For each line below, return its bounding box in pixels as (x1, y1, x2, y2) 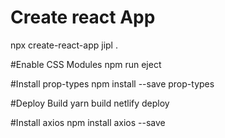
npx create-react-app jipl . (10, 39, 118, 51)
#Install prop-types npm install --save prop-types (10, 77, 215, 90)
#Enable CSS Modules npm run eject (10, 58, 162, 70)
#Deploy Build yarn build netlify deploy (10, 97, 170, 109)
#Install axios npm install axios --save (10, 116, 166, 128)
